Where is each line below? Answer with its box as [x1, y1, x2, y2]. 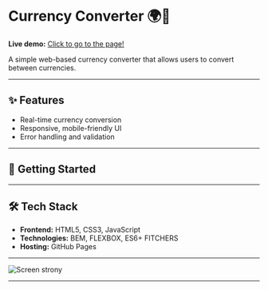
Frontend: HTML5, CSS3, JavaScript [19, 225, 141, 235]
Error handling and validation [19, 132, 116, 141]
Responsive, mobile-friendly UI [19, 123, 122, 133]
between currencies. [8, 62, 77, 73]
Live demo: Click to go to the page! [8, 38, 125, 49]
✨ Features [8, 93, 65, 107]
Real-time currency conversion [19, 114, 122, 125]
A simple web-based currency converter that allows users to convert [8, 54, 235, 64]
